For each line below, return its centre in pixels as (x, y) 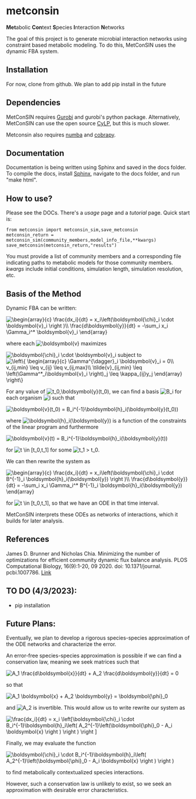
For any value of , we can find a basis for (94, 392)
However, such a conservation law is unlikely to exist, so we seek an (89, 784)
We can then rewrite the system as (48, 461)
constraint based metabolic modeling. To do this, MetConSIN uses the (91, 45)
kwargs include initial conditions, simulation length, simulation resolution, (95, 269)
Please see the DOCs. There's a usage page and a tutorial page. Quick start (98, 213)
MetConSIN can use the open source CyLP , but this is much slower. (88, 123)
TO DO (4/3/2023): (41, 591)
